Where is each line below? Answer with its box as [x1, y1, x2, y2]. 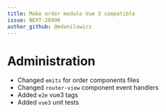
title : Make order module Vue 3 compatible [7, 10, 136, 17]
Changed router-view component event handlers [17, 83, 159, 92]
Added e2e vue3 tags [17, 91, 79, 99]
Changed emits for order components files [17, 76, 139, 84]
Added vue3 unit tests [17, 98, 80, 106]
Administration [7, 53, 96, 69]
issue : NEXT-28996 [7, 17, 61, 24]
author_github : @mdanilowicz [7, 23, 92, 30]
